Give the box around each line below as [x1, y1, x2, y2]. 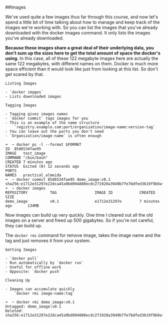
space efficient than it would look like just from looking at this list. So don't [5, 66, 158, 72]
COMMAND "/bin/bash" [5, 155, 48, 160]
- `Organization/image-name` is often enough [5, 133, 101, 138]
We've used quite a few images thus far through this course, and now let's [5, 14, 158, 19]
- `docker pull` [5, 256, 39, 261]
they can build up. [5, 223, 42, 229]
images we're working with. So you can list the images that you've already [5, 24, 158, 30]
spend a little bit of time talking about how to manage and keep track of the [5, 19, 160, 25]
